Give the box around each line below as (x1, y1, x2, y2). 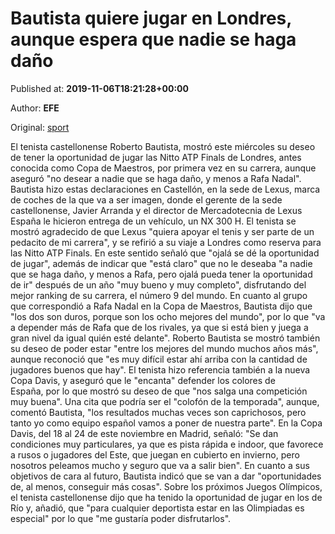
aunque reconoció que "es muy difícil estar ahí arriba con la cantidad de (10, 353, 308, 365)
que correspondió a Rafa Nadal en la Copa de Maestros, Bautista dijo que (10, 300, 313, 312)
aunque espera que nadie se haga (10, 28, 297, 51)
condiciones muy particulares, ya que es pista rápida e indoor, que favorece (10, 438, 324, 450)
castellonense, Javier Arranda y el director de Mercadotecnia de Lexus (10, 204, 303, 216)
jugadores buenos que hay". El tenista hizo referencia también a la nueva (10, 363, 311, 376)
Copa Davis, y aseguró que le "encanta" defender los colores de (10, 374, 276, 386)
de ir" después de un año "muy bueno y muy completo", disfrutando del (10, 278, 307, 291)
